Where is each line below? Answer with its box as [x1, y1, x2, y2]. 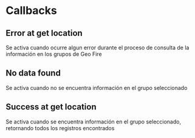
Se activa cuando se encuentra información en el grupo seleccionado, [5, 118, 182, 125]
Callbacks [5, 4, 57, 18]
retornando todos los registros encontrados [5, 124, 115, 131]
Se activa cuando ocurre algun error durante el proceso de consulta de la [5, 44, 190, 51]
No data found [5, 68, 61, 78]
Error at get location [5, 28, 83, 38]
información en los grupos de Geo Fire [5, 50, 102, 58]
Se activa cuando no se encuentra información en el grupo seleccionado [5, 84, 188, 91]
